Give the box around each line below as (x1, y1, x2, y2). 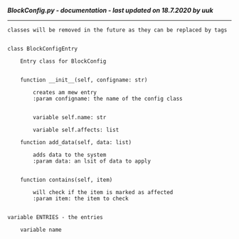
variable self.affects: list (33, 126, 119, 133)
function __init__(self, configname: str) (20, 76, 148, 83)
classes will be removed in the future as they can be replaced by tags (7, 26, 228, 34)
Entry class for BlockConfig (20, 58, 107, 65)
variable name (20, 226, 62, 233)
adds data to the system (33, 151, 107, 158)
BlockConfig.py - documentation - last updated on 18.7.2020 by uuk (7, 6, 213, 14)
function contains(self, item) (20, 176, 113, 183)
